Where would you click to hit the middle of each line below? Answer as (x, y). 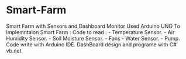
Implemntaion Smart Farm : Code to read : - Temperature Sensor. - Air (90, 32)
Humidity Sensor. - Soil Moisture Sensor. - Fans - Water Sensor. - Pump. (93, 38)
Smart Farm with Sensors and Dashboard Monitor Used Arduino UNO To (93, 26)
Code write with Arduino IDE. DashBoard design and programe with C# (92, 45)
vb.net (14, 50)
